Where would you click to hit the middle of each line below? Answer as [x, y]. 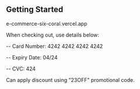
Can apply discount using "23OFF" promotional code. [71, 80]
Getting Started [35, 10]
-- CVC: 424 [21, 69]
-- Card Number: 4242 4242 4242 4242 [55, 46]
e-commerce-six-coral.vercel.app [47, 23]
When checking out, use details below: [52, 35]
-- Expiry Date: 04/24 [32, 57]
